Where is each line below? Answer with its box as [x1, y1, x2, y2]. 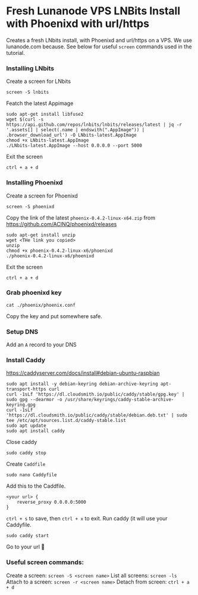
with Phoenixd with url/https [6, 17, 150, 30]
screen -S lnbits [6, 90, 49, 95]
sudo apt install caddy [6, 428, 65, 434]
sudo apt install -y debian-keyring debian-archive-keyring [6, 381, 159, 387]
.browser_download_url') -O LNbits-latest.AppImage [6, 132, 137, 138]
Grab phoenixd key [6, 288, 62, 297]
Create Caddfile [6, 461, 46, 468]
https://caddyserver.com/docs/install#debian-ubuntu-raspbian [6, 369, 160, 377]
